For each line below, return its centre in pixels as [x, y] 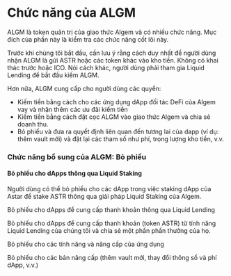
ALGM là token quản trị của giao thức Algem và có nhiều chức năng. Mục [112, 32]
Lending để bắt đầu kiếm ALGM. [53, 75]
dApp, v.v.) [23, 265]
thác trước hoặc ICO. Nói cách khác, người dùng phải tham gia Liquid [106, 67]
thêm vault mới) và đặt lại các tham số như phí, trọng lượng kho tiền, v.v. [120, 139]
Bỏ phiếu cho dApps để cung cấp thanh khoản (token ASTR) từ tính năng [112, 223]
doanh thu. [33, 124]
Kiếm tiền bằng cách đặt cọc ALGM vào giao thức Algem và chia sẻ [114, 117]
